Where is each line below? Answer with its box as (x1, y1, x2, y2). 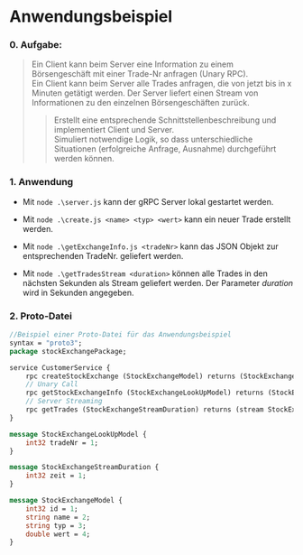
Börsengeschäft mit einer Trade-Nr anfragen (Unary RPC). (31, 69, 249, 79)
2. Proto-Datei (9, 310, 72, 322)
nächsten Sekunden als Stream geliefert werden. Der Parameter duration (22, 277, 294, 288)
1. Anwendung (9, 176, 74, 189)
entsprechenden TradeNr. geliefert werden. (22, 250, 184, 261)
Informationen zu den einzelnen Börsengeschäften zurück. (31, 97, 250, 108)
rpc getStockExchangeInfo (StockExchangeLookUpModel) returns (25, 388, 264, 398)
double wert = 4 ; (25, 530, 91, 539)
